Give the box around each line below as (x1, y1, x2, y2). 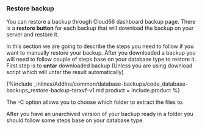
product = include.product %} (105, 87, 181, 94)
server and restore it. (6, 31, 59, 38)
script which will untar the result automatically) (6, 69, 124, 76)
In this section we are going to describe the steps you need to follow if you (6, 43, 194, 50)
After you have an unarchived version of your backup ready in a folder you (6, 111, 193, 118)
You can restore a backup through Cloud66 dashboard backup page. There (6, 18, 196, 26)
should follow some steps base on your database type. (6, 117, 145, 124)
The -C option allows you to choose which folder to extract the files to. (6, 98, 184, 106)
